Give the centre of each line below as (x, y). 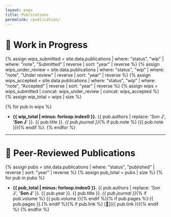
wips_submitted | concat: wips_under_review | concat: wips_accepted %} (82, 91)
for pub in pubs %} (25, 178)
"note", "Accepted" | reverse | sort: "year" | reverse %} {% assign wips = (82, 86)
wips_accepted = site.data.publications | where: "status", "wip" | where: (81, 81)
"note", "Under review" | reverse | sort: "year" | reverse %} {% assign (78, 75)
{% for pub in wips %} (28, 107)
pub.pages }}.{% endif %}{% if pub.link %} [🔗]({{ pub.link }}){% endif (85, 204)
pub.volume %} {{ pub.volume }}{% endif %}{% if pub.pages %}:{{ (83, 199)
